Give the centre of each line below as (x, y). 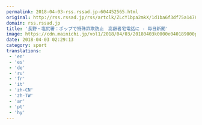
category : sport (26, 46)
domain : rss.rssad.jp (33, 23)
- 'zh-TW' (21, 96)
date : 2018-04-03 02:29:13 (40, 40)
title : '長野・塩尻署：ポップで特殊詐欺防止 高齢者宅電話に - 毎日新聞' (87, 29)
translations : (24, 51)
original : (19, 17)
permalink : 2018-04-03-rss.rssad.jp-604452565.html (72, 12)
